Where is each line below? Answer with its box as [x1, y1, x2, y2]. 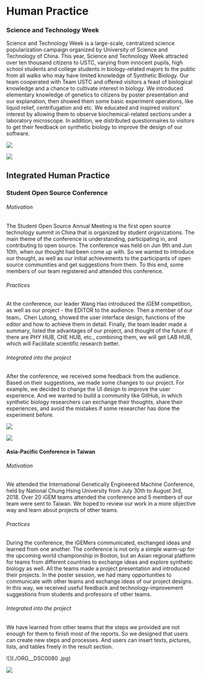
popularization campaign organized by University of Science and [6, 46, 168, 53]
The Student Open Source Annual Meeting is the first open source [6, 223, 171, 229]
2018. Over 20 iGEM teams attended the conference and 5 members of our [6, 493, 193, 501]
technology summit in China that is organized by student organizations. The [6, 229, 195, 236]
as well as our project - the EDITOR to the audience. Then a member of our [6, 306, 193, 314]
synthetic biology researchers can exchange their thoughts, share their [6, 399, 183, 406]
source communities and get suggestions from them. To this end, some [6, 261, 184, 268]
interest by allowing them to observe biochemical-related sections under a [6, 110, 192, 118]
